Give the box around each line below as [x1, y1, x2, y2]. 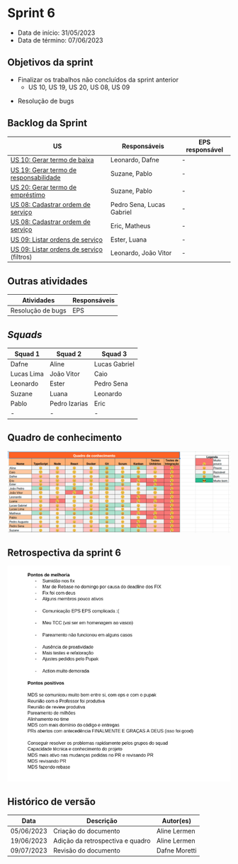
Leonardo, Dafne [110, 156, 159, 164]
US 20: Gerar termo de [10, 183, 76, 191]
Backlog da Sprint [7, 117, 87, 129]
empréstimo [10, 190, 46, 199]
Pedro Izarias [49, 399, 89, 408]
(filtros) [10, 252, 33, 261]
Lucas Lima [10, 370, 44, 378]
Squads [7, 328, 42, 341]
